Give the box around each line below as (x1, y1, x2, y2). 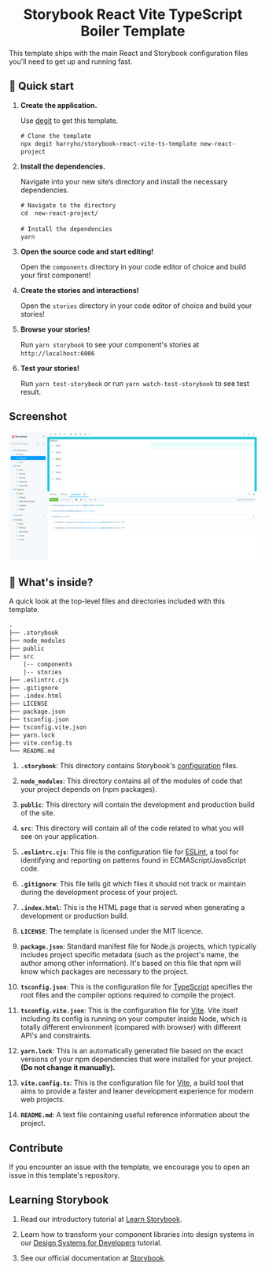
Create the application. (20, 100, 98, 110)
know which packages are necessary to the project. (20, 967, 189, 976)
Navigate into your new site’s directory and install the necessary (20, 176, 228, 186)
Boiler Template (80, 22, 186, 40)
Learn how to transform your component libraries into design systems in (20, 1229, 255, 1238)
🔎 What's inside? (9, 575, 94, 589)
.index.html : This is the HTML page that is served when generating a (20, 903, 245, 912)
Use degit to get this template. (20, 116, 119, 125)
